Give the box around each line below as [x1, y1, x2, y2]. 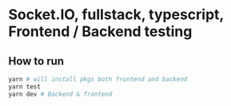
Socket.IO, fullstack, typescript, [8, 6, 224, 24]
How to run [8, 54, 65, 68]
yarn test [8, 82, 42, 91]
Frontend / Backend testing [8, 22, 193, 41]
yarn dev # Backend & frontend [8, 90, 113, 98]
